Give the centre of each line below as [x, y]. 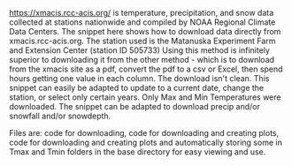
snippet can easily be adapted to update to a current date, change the [136, 88]
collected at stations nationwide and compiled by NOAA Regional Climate [142, 22]
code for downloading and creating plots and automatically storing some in [146, 142]
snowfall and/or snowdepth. [60, 116]
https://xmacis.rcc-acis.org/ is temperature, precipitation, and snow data [142, 13]
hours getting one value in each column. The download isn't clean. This [139, 78]
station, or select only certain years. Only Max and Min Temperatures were [145, 97]
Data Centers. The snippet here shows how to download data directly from [145, 31]
